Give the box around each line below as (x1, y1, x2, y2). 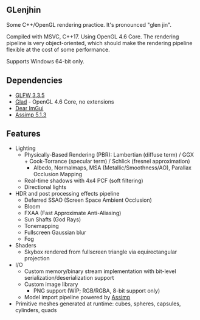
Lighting (15, 144, 36, 152)
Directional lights (24, 183, 67, 191)
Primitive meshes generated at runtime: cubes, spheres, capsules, (15, 300, 181, 307)
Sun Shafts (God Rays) (24, 216, 81, 223)
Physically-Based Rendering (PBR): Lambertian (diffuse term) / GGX (24, 151, 195, 158)
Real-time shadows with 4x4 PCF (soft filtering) (24, 177, 144, 185)
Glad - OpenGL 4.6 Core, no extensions (15, 98, 114, 105)
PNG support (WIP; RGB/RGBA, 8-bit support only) (33, 287, 160, 294)
